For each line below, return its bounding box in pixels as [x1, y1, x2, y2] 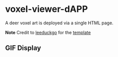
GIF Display [5, 44, 41, 53]
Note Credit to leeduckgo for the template [5, 29, 91, 35]
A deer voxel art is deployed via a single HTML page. [5, 20, 114, 26]
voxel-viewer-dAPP [5, 3, 88, 15]
